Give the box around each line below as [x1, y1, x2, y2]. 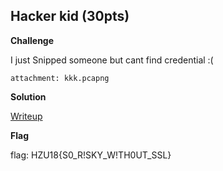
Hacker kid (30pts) [10, 8, 130, 25]
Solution [10, 90, 47, 103]
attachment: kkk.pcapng [10, 73, 110, 83]
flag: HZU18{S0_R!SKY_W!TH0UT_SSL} [10, 149, 172, 161]
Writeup [10, 110, 43, 122]
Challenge [10, 34, 55, 46]
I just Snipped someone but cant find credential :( [10, 54, 214, 66]
